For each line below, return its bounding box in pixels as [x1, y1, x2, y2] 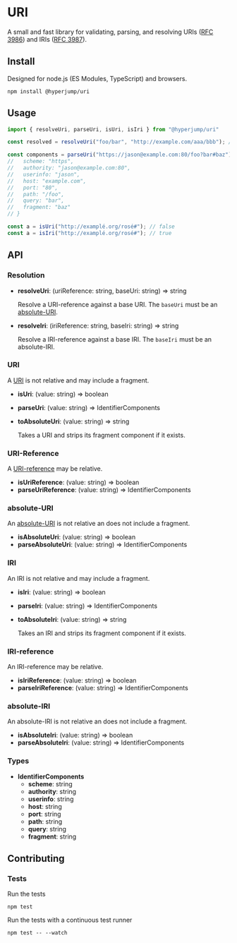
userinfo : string [28, 795, 74, 803]
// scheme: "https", [7, 158, 74, 165]
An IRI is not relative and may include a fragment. [7, 574, 150, 582]
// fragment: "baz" [7, 204, 71, 211]
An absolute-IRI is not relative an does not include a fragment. [7, 717, 188, 726]
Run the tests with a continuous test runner [7, 915, 133, 925]
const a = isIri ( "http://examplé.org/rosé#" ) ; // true [7, 229, 172, 236]
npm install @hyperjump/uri [7, 88, 90, 95]
